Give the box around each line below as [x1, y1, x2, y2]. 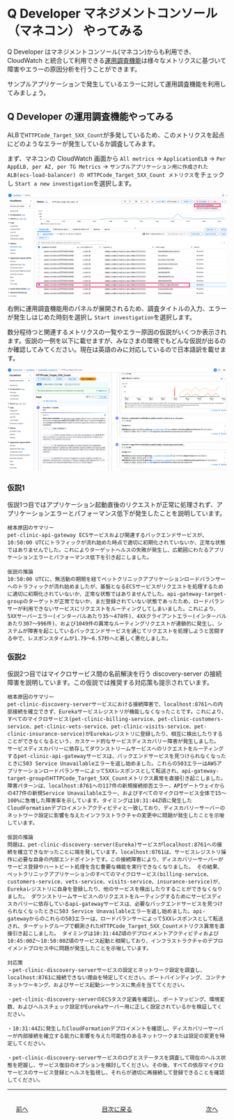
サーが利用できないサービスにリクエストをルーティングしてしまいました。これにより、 [7, 605, 219, 612]
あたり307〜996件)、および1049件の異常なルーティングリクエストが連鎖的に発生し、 [7, 620, 218, 627]
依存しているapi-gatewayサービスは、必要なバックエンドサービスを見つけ [38, 900, 223, 907]
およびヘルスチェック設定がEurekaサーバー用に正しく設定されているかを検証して [17, 1003, 217, 1011]
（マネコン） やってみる [7, 23, 144, 39]
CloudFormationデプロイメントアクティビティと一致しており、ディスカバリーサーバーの [7, 804, 226, 812]
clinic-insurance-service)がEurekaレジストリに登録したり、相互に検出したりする [7, 730, 223, 737]
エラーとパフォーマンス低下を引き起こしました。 [33, 554, 153, 561]
